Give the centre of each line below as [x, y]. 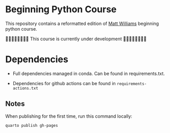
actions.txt [25, 88]
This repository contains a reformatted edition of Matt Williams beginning [82, 23]
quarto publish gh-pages [32, 125]
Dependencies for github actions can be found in [64, 83]
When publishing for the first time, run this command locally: [69, 116]
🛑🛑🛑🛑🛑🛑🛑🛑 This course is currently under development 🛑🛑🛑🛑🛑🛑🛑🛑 [76, 39]
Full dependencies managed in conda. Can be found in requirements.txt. [89, 73]
